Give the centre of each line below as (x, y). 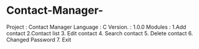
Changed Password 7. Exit (39, 39)
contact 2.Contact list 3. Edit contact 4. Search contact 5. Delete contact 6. (99, 33)
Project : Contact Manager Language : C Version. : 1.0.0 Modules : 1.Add (96, 27)
